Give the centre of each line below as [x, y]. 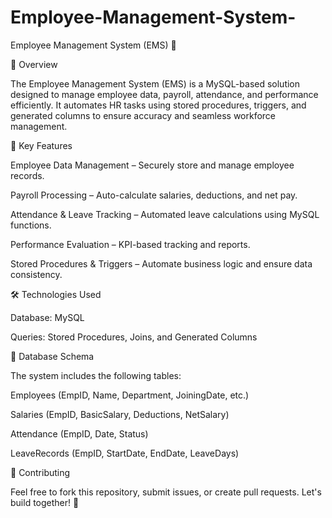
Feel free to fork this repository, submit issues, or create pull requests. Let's [166, 492]
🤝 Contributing [40, 472]
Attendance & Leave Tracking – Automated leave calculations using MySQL [165, 214]
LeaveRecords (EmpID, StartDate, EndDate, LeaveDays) [125, 453]
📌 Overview [34, 64]
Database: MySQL [47, 317]
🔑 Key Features [41, 145]
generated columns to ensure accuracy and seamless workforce [143, 115]
